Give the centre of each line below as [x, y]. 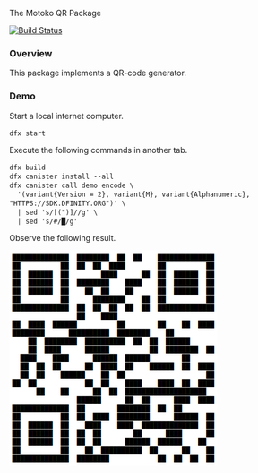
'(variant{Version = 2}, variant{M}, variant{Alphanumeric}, [134, 194]
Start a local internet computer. [66, 116]
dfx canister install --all [62, 176]
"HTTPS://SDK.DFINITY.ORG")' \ [68, 203]
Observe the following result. [63, 237]
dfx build [28, 168]
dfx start [28, 133]
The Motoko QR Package [55, 13]
